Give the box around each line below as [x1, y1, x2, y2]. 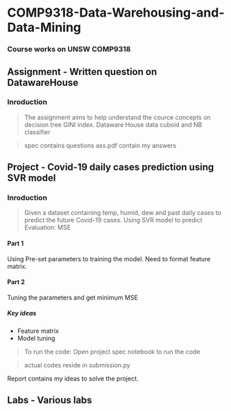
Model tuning [17, 334, 55, 342]
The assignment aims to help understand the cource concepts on [24, 113, 212, 121]
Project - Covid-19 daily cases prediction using [7, 161, 214, 173]
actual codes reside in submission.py [24, 360, 130, 369]
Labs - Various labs [7, 394, 92, 406]
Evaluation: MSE [24, 223, 71, 231]
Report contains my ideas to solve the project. [7, 374, 139, 383]
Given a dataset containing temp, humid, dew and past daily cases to [24, 209, 222, 217]
